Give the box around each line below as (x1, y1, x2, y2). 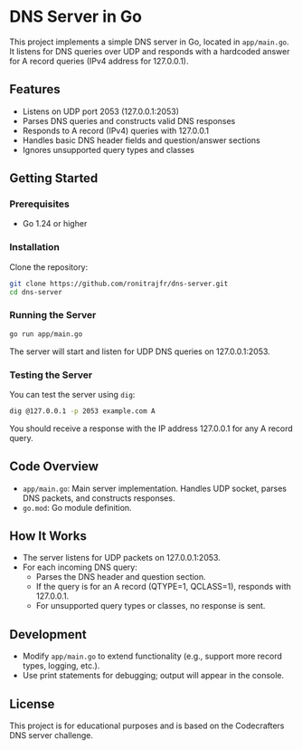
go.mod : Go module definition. (22, 502, 133, 513)
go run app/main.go (9, 329, 83, 339)
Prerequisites (9, 197, 70, 210)
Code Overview (9, 459, 99, 475)
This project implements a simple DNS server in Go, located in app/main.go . (9, 36, 289, 47)
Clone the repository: (9, 261, 89, 273)
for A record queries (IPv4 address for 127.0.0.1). (9, 55, 189, 66)
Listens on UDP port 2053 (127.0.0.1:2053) (22, 106, 179, 117)
